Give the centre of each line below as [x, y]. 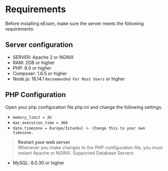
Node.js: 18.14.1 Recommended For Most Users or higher [69, 79]
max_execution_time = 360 [40, 123]
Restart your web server [44, 142]
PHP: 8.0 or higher [32, 68]
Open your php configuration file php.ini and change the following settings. [84, 107]
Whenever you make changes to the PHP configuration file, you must [90, 147]
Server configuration [39, 45]
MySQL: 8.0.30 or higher [38, 163]
